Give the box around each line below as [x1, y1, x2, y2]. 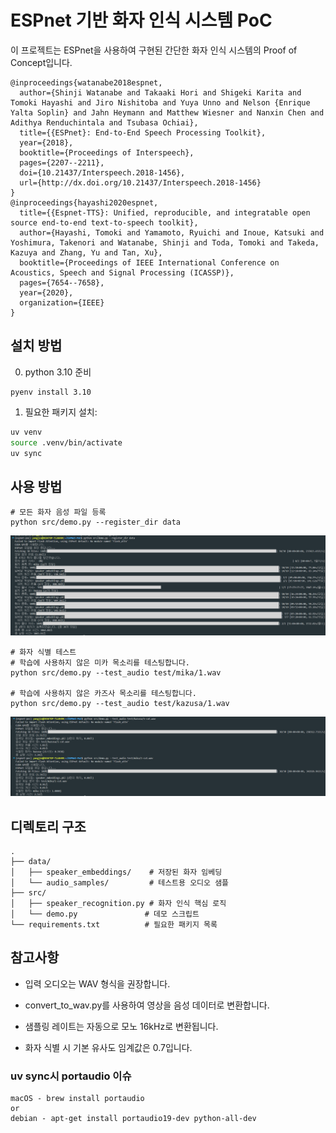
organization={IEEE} [19, 297, 105, 308]
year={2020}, [19, 287, 74, 298]
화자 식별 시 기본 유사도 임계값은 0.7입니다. [24, 1041, 193, 1053]
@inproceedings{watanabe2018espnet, [10, 77, 163, 88]
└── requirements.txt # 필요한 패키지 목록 [10, 919, 218, 930]
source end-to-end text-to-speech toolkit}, [10, 217, 199, 228]
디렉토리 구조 [10, 818, 87, 835]
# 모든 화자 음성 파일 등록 [10, 507, 107, 518]
